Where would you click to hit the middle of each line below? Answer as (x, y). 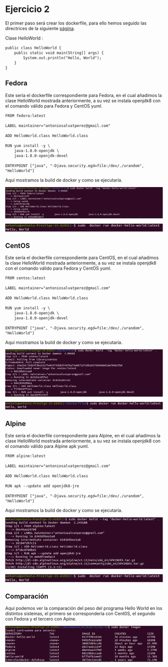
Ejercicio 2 (27, 9)
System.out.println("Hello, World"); (62, 58)
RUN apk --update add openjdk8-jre (42, 486)
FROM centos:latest (25, 278)
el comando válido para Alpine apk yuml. (47, 446)
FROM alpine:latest (25, 456)
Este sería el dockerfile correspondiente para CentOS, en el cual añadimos (82, 257)
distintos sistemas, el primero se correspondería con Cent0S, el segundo (80, 613)
